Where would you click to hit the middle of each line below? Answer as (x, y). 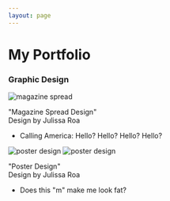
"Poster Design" (34, 166)
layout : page (30, 15)
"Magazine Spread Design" (53, 112)
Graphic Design (39, 79)
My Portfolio (49, 54)
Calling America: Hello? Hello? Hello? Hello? (91, 136)
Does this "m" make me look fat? (73, 190)
